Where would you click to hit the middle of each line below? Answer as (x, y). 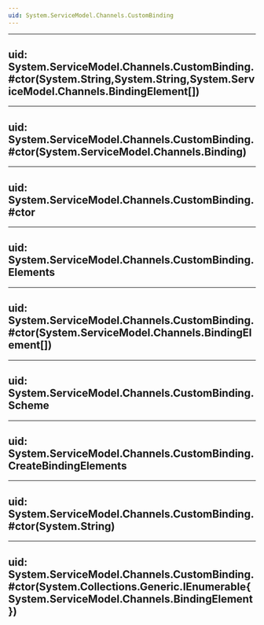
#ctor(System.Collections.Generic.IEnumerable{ (130, 586)
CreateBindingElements (68, 466)
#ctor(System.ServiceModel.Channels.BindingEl (130, 333)
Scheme (29, 406)
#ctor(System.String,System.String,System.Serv (132, 79)
